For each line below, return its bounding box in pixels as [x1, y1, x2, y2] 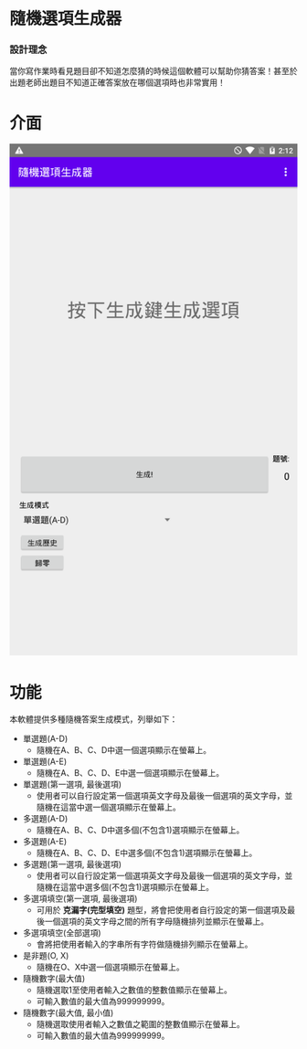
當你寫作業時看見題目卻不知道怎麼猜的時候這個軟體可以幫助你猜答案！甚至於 [9, 66, 298, 77]
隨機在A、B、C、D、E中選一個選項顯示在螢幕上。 [36, 768, 225, 779]
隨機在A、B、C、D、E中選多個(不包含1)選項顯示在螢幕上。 [36, 847, 258, 859]
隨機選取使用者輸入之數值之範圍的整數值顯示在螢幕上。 [36, 1019, 245, 1030]
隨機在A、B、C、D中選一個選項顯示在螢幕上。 [36, 745, 212, 756]
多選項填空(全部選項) [22, 927, 102, 938]
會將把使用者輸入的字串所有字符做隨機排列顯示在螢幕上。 [36, 938, 253, 950]
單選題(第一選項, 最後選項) [22, 779, 122, 790]
